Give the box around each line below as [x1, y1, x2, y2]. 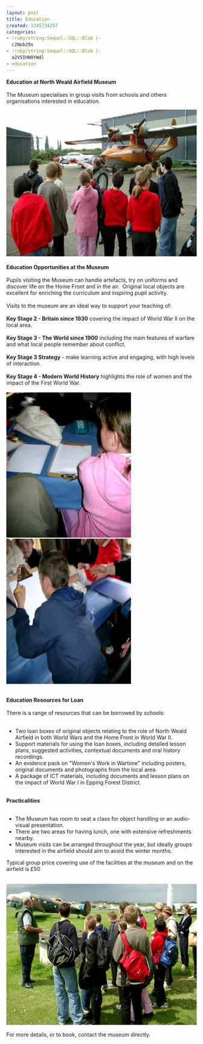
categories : [6, 29, 36, 35]
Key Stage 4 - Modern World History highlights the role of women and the [6, 373, 192, 380]
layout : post [6, 10, 39, 16]
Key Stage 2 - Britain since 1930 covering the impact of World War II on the [6, 315, 195, 322]
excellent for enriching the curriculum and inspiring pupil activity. [6, 289, 168, 296]
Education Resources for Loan [6, 696, 84, 703]
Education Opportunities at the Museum [6, 263, 109, 270]
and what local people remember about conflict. [6, 341, 126, 348]
